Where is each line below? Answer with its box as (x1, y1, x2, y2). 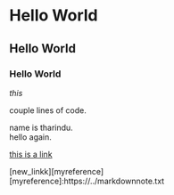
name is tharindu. (9, 122, 73, 133)
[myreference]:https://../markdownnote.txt (9, 175, 165, 186)
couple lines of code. (9, 104, 87, 116)
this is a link (9, 149, 53, 159)
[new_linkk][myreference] (9, 166, 104, 176)
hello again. (9, 131, 52, 142)
